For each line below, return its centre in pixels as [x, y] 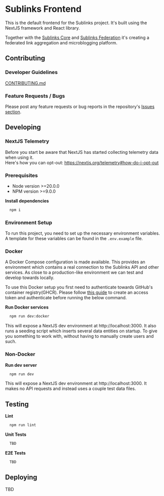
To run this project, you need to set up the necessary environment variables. [82, 233]
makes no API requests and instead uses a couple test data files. [71, 389]
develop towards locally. [30, 278]
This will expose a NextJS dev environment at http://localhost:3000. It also [81, 326]
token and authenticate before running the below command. [66, 298]
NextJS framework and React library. [43, 28]
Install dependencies [27, 201]
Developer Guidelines [32, 72]
